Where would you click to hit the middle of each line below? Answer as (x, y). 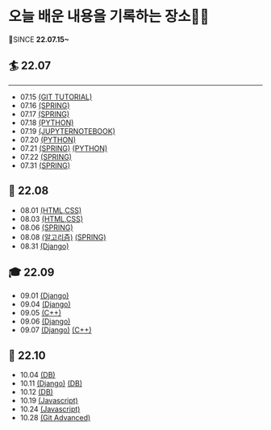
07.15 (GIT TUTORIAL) (56, 97)
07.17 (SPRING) (45, 114)
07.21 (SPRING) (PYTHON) (64, 148)
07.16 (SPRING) (45, 105)
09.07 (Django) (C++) (56, 330)
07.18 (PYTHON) (47, 123)
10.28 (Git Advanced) (55, 418)
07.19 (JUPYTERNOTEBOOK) (67, 131)
